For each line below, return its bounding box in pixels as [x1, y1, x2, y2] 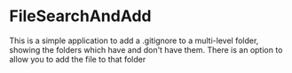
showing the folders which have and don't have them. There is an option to [9, 44, 283, 55]
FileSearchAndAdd [9, 6, 153, 26]
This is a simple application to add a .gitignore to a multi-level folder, [9, 35, 259, 46]
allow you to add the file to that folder [9, 54, 146, 64]
